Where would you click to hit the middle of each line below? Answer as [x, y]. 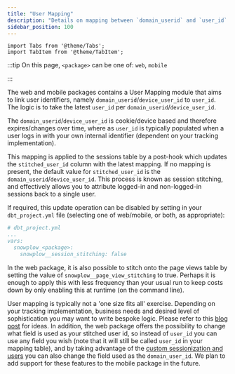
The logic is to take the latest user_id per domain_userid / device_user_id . [112, 107]
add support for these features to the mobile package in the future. [104, 363]
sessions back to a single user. [52, 194]
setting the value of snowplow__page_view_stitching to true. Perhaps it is [112, 275]
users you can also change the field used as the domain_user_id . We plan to [116, 356]
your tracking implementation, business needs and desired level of [103, 311]
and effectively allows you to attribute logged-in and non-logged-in [105, 187]
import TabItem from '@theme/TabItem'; [66, 52]
